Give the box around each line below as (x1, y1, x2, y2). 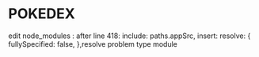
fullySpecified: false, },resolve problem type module (8, 39, 178, 48)
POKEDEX (8, 5, 75, 23)
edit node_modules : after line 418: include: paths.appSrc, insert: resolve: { (8, 31, 251, 40)
